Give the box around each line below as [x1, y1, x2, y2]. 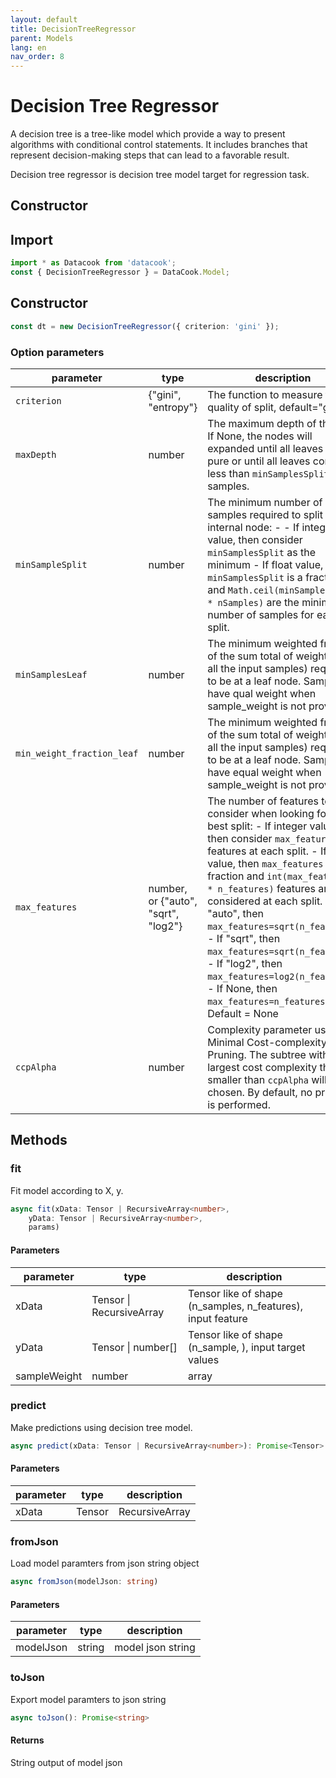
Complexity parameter [207, 1023, 313, 1036]
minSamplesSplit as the [207, 546, 316, 559]
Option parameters [10, 345, 105, 359]
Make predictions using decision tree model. [10, 1421, 193, 1433]
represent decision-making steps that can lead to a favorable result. [10, 149, 290, 161]
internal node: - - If [207, 521, 300, 534]
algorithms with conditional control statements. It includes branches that [10, 139, 308, 151]
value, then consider [207, 533, 303, 546]
